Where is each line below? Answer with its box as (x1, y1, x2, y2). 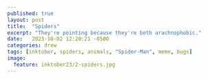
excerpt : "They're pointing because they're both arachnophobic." (7, 29, 202, 36)
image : (7, 55, 26, 62)
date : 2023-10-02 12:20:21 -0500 (7, 36, 110, 43)
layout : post (7, 16, 45, 23)
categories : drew (7, 42, 57, 49)
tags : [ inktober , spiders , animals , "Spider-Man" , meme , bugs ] (7, 49, 193, 56)
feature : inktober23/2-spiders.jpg (13, 61, 116, 68)
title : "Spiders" (7, 23, 60, 30)
